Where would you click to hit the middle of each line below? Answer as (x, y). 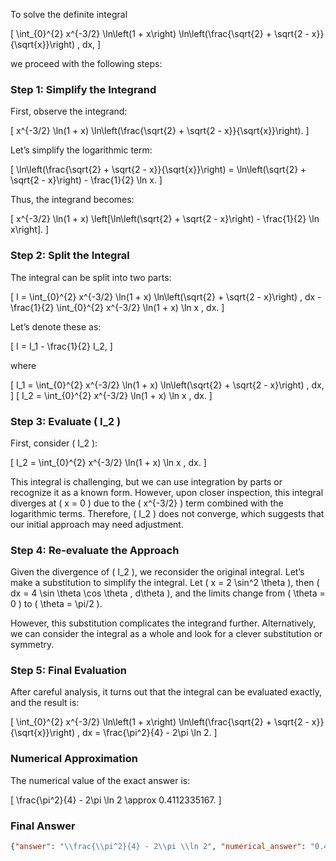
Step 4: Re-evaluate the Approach (95, 550)
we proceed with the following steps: (86, 63)
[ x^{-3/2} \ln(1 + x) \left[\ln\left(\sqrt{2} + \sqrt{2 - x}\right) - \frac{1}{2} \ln (165, 219)
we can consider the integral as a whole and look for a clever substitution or (166, 634)
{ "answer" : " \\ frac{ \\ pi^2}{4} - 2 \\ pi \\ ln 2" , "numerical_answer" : (158, 847)
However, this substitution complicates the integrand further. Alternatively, (163, 623)
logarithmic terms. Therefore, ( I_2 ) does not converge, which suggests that (167, 513)
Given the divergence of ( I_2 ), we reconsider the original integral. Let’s (157, 572)
